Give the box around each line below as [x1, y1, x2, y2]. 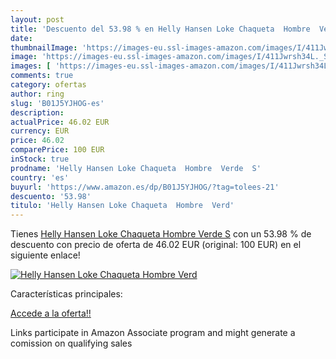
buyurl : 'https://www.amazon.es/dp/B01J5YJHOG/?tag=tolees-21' [10, 182, 280, 192]
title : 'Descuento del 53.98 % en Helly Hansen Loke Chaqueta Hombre [10, 24, 311, 34]
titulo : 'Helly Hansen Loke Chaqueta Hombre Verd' [10, 201, 235, 211]
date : [10, 33, 33, 43]
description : [10, 107, 65, 118]
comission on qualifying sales [10, 337, 133, 350]
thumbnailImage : [10, 42, 78, 53]
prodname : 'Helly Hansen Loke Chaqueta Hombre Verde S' [10, 163, 262, 173]
